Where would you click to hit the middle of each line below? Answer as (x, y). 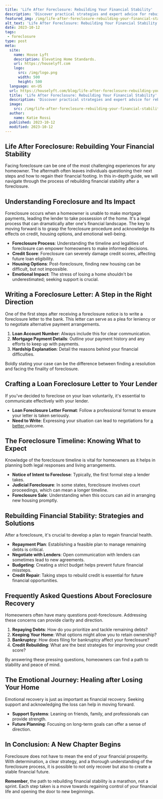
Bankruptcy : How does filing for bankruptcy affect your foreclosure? (81, 640)
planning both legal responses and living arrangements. (61, 465)
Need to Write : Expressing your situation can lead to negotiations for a (82, 421)
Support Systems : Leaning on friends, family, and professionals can (80, 714)
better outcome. (28, 425)
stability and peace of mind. (33, 665)
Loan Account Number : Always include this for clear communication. (81, 333)
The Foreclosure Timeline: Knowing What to (73, 441)
